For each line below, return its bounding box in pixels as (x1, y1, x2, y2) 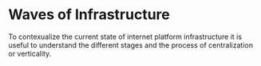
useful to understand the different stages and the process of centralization (8, 40, 254, 49)
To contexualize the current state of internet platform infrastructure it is (8, 32, 242, 41)
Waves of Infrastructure (8, 6, 170, 24)
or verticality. (8, 49, 52, 58)
